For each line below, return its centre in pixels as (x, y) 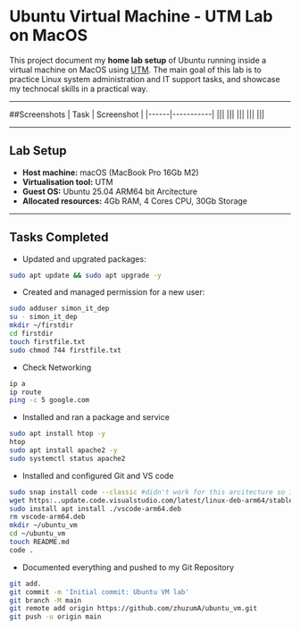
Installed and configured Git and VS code (98, 475)
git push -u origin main (55, 617)
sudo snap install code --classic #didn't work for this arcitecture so (147, 492)
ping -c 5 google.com (50, 400)
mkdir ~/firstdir (42, 325)
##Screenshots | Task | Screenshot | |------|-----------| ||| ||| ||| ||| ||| (137, 114)
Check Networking (57, 367)
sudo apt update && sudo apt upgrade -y (86, 275)
